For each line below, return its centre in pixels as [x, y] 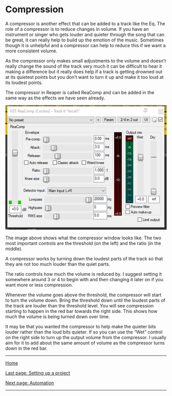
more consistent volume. [31, 51]
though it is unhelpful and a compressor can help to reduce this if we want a [85, 45]
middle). [14, 248]
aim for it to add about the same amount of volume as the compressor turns [85, 343]
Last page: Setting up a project [38, 373]
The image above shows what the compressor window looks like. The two [83, 238]
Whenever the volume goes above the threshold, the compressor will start [83, 295]
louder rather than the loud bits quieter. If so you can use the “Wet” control [84, 332]
